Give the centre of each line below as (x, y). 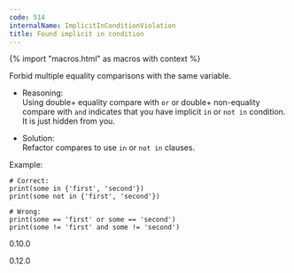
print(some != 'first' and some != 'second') (94, 227)
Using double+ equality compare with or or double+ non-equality (141, 102)
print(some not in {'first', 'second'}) (85, 197)
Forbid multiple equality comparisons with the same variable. (120, 76)
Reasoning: (43, 93)
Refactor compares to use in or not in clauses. (108, 148)
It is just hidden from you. (68, 121)
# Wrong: (25, 212)
